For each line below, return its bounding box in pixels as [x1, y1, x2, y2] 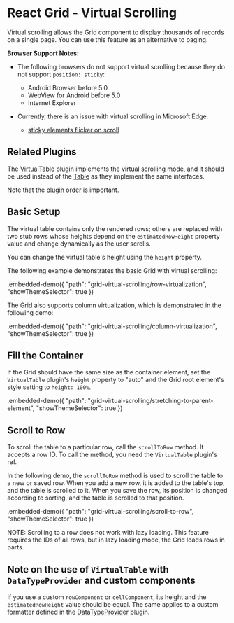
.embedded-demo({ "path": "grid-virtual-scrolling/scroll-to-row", [7, 507, 194, 516]
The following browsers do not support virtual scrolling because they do [17, 62, 226, 71]
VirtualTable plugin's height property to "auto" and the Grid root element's [7, 376, 225, 384]
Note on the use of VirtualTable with [7, 563, 169, 575]
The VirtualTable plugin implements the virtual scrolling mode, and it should [7, 164, 225, 173]
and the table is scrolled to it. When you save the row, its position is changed [7, 486, 228, 495]
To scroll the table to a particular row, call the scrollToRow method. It [7, 443, 204, 451]
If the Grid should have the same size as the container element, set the [7, 368, 211, 377]
